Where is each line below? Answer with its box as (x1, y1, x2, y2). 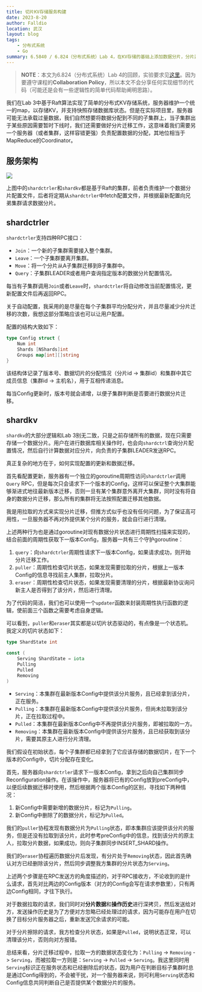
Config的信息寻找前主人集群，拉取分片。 (14, 571, 116, 579)
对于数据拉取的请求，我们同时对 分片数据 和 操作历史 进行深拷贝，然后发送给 (6, 900, 191, 908)
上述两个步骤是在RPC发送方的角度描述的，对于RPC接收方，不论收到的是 (6, 873, 186, 880)
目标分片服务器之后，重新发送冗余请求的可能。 (16, 915, 133, 923)
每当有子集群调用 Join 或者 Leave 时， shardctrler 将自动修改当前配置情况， (6, 282, 187, 290)
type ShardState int (6, 639, 58, 646)
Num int (17, 341, 36, 347)
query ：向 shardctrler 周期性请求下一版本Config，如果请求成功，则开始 (14, 548, 191, 556)
